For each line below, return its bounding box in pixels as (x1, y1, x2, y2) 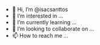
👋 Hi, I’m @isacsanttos (12, 6, 68, 13)
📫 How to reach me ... (12, 32, 68, 39)
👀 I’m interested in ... (12, 12, 64, 19)
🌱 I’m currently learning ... (12, 19, 77, 26)
